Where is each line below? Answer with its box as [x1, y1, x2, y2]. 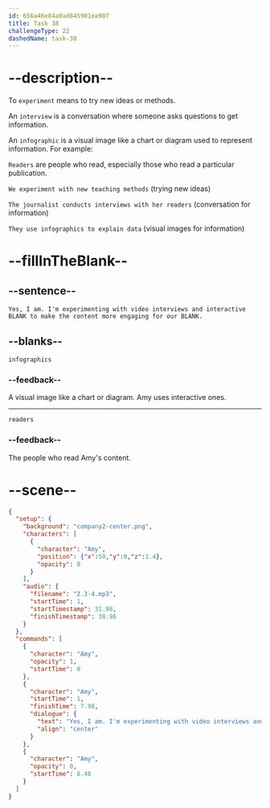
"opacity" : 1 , [29, 658, 78, 666]
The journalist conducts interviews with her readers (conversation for [8, 199, 251, 210]
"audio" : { [22, 582, 59, 591]
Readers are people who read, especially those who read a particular [8, 160, 235, 169]
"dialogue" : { [29, 710, 78, 718]
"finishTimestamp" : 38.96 [29, 612, 117, 621]
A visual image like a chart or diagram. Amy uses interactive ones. [8, 393, 227, 402]
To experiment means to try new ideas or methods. [8, 96, 176, 106]
